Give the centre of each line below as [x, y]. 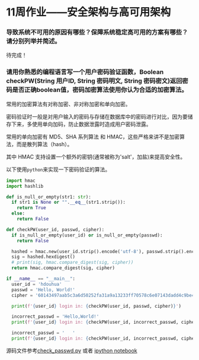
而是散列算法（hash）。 [44, 144]
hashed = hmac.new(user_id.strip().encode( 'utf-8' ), [78, 251]
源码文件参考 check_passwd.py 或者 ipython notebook [72, 350]
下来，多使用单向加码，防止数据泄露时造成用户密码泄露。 [81, 124]
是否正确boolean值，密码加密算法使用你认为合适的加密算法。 [100, 90]
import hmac [21, 181]
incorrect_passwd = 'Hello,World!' [55, 317]
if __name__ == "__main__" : [41, 279]
